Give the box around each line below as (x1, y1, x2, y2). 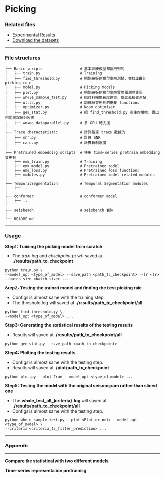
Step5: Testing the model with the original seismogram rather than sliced (5, 383, 157, 389)
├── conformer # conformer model (5, 193, 118, 199)
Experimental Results (12, 32, 55, 38)
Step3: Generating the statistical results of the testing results (5, 322, 133, 328)
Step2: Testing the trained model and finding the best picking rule (5, 285, 142, 291)
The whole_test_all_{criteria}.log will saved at (12, 398, 107, 404)
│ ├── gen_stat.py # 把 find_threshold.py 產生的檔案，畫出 (5, 110, 159, 115)
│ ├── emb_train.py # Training (5, 159, 102, 164)
